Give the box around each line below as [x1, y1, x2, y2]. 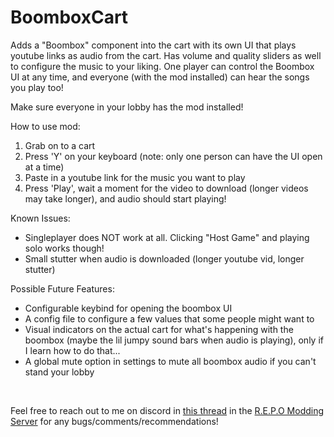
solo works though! [24, 242, 105, 254]
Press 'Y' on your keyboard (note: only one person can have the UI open [24, 150, 323, 162]
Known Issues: [10, 212, 71, 224]
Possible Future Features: [10, 282, 115, 295]
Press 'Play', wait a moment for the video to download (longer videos [24, 182, 309, 194]
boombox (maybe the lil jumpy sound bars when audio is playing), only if [24, 334, 324, 346]
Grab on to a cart [24, 139, 96, 151]
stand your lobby [24, 366, 95, 378]
